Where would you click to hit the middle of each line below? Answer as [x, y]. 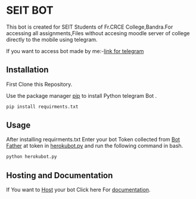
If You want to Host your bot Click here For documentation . [78, 190]
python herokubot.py [32, 157]
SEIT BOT [30, 10]
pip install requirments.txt [42, 107]
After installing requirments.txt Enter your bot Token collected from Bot [93, 139]
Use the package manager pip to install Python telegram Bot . [82, 95]
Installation [27, 70]
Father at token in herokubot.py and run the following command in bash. [95, 146]
